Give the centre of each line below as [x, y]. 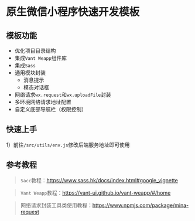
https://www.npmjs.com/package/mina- [141, 205]
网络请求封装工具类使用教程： [56, 205]
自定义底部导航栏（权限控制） [50, 109]
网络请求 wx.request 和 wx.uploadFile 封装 [63, 95]
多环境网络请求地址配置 [43, 102]
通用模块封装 [30, 73]
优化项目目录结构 [35, 51]
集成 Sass [25, 65]
